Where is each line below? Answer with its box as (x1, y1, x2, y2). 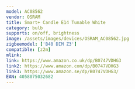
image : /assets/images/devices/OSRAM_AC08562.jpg (6, 36, 130, 42)
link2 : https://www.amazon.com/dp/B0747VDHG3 (6, 63, 119, 69)
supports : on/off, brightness (6, 30, 80, 36)
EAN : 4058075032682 (6, 74, 54, 80)
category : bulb (6, 25, 43, 31)
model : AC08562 (6, 8, 43, 15)
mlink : (6, 52, 22, 58)
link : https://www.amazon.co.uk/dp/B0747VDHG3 (6, 57, 122, 63)
